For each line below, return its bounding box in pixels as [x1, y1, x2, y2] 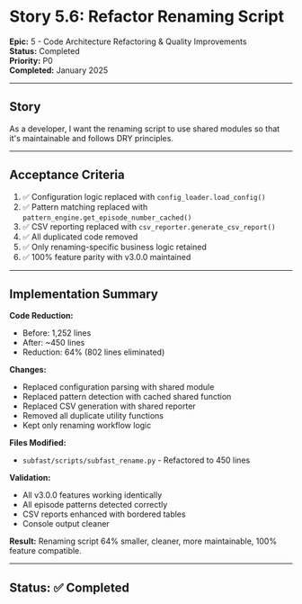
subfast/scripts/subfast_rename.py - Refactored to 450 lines [22, 455, 251, 465]
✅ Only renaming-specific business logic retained [22, 241, 207, 252]
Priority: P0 [9, 55, 54, 66]
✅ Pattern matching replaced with [22, 201, 148, 212]
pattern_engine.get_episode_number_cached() [22, 213, 192, 222]
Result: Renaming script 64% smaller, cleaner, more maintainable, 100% [9, 536, 277, 546]
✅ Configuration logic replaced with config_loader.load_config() [22, 191, 266, 202]
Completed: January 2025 [9, 65, 109, 76]
